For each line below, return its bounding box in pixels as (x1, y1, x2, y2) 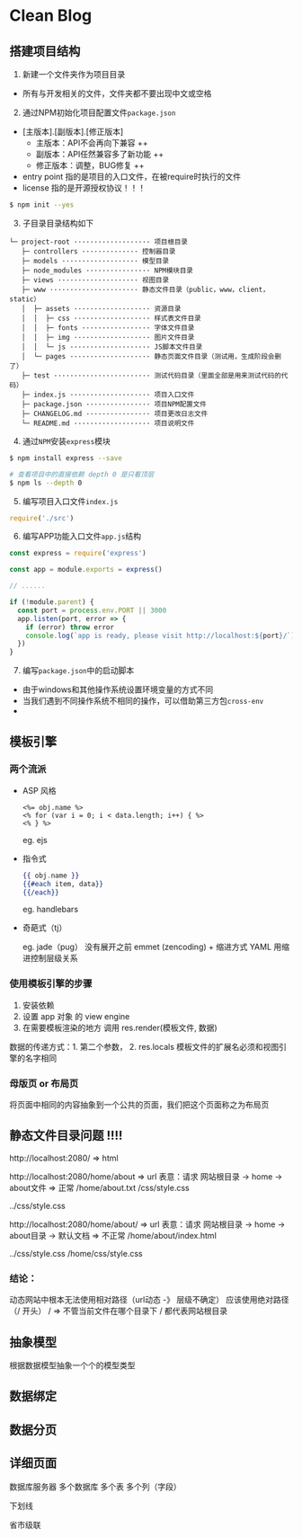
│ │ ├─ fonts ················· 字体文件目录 (21, 323, 195, 333)
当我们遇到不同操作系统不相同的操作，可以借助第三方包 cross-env (22, 696, 264, 707)
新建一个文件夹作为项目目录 (22, 69, 126, 79)
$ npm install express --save (9, 453, 123, 463)
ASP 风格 (22, 785, 57, 796)
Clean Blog (9, 5, 93, 26)
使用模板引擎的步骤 (9, 977, 93, 990)
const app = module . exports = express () (9, 565, 164, 574)
